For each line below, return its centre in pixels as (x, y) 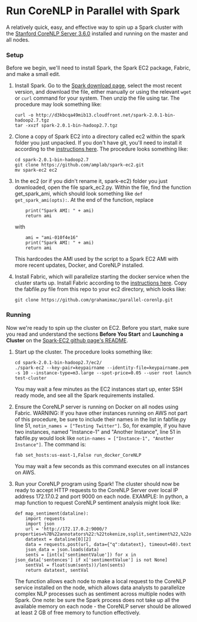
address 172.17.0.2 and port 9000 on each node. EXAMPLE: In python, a (101, 496)
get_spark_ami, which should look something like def (79, 194)
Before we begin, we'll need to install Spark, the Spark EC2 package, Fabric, (98, 68)
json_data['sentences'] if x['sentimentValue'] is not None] (91, 560)
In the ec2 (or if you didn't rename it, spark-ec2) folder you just (91, 181)
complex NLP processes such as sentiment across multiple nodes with (100, 594)
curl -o (24, 115)
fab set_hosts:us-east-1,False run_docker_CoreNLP (78, 455)
